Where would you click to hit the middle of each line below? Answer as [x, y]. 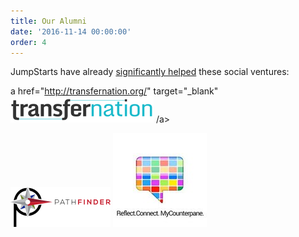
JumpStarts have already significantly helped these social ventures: [150, 72]
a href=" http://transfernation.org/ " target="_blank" [114, 91]
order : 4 [28, 42]
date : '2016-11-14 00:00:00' [71, 31]
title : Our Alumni [48, 21]
